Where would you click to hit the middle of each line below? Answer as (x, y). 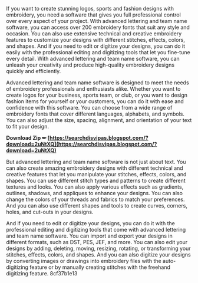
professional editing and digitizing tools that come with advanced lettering (96, 230)
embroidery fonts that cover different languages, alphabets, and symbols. (95, 114)
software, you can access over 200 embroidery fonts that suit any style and (98, 27)
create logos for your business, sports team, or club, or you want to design (97, 95)
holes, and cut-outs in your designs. (50, 212)
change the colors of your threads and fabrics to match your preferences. (95, 199)
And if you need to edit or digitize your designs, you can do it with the (90, 223)
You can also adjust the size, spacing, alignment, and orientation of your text (99, 120)
